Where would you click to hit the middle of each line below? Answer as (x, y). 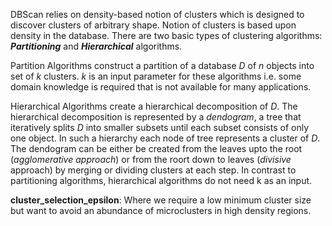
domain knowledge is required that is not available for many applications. (161, 87)
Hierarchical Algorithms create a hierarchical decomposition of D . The (154, 106)
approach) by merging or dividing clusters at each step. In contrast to (153, 170)
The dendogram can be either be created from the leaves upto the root (156, 148)
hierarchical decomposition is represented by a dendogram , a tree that (156, 117)
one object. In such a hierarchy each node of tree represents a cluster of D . (165, 138)
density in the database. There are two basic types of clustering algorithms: (166, 35)
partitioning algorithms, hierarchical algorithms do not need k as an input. (161, 180)
